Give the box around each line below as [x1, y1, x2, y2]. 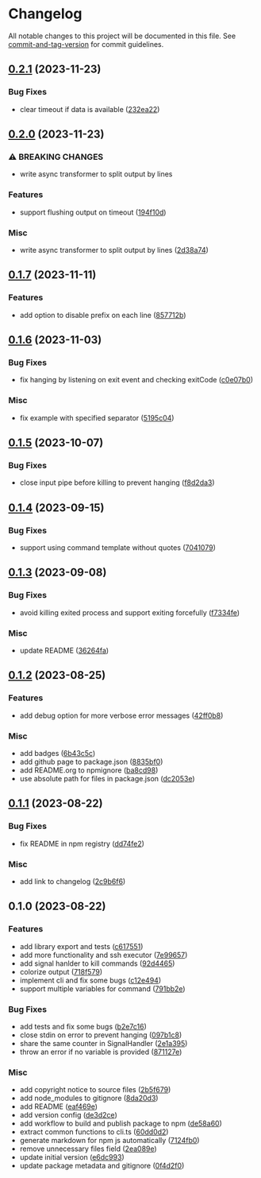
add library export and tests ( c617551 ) [19, 941, 144, 951]
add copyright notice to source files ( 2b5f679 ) [19, 1085, 171, 1095]
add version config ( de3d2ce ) [19, 1110, 117, 1120]
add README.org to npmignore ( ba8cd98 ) [19, 765, 159, 775]
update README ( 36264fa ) [19, 645, 109, 655]
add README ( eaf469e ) [19, 1102, 98, 1111]
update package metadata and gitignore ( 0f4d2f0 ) [19, 1161, 185, 1171]
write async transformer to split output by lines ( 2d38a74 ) [19, 245, 209, 254]
